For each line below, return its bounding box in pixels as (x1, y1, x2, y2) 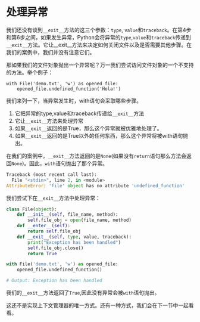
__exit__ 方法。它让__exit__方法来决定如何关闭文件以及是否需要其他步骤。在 (6, 41, 192, 48)
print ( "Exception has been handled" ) (27, 239, 121, 245)
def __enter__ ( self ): (17, 223, 70, 229)
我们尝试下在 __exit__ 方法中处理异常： (6, 194, 101, 202)
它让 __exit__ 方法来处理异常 (14, 117, 84, 124)
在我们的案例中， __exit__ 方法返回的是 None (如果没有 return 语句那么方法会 (6, 152, 186, 159)
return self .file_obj (27, 228, 82, 234)
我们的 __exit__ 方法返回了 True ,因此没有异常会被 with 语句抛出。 (6, 289, 160, 296)
